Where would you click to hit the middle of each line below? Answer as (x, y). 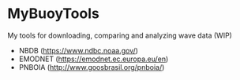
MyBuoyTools (53, 14)
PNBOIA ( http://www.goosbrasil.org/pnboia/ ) (92, 67)
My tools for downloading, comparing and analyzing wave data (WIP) (120, 35)
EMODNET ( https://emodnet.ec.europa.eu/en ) (94, 59)
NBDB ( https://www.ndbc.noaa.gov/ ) (79, 50)
